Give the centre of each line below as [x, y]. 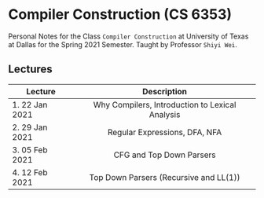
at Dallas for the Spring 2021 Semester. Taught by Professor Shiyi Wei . [123, 44]
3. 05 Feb [30, 149]
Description [165, 91]
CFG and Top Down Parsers [165, 155]
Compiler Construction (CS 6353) [120, 15]
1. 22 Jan [30, 104]
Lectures [30, 70]
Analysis [165, 114]
